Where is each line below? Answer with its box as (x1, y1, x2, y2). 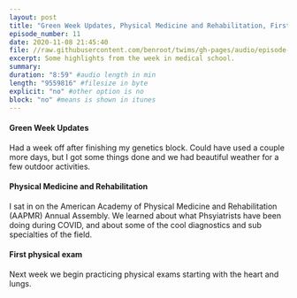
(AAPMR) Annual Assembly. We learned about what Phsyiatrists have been (9, 210, 282, 221)
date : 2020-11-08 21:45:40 (9, 37, 109, 47)
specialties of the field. (9, 229, 93, 240)
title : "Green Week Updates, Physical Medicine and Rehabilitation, (9, 21, 267, 30)
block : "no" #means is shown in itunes (9, 95, 156, 104)
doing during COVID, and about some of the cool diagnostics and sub (9, 219, 263, 230)
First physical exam (9, 249, 83, 260)
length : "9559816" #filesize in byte (9, 79, 148, 88)
